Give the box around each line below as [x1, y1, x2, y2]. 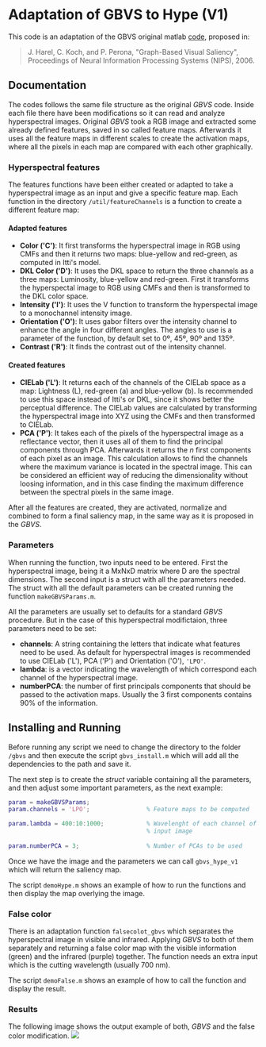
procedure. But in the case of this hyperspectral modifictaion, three [8, 615, 228, 625]
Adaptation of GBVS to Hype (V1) [8, 6, 229, 24]
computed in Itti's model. [19, 258, 101, 268]
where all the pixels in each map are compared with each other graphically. [8, 141, 253, 152]
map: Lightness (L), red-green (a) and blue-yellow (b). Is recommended [19, 387, 253, 396]
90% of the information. [19, 698, 98, 707]
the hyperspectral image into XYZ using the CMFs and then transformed [19, 411, 256, 421]
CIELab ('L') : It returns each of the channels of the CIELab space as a [19, 378, 246, 387]
